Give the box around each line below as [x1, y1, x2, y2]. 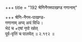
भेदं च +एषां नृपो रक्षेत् [5, 25, 38, 31]
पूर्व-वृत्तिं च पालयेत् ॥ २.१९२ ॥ [5, 31, 55, 37]
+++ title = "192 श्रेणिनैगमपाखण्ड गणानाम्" [5, 5, 78, 10]
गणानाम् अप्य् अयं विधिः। [5, 20, 43, 25]
